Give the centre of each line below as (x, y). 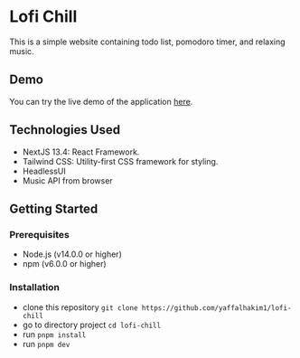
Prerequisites (39, 234)
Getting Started (54, 208)
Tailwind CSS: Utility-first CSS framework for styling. (120, 161)
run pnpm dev (46, 344)
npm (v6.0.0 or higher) (64, 264)
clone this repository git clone (80, 307)
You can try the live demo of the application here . (101, 101)
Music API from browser (67, 180)
